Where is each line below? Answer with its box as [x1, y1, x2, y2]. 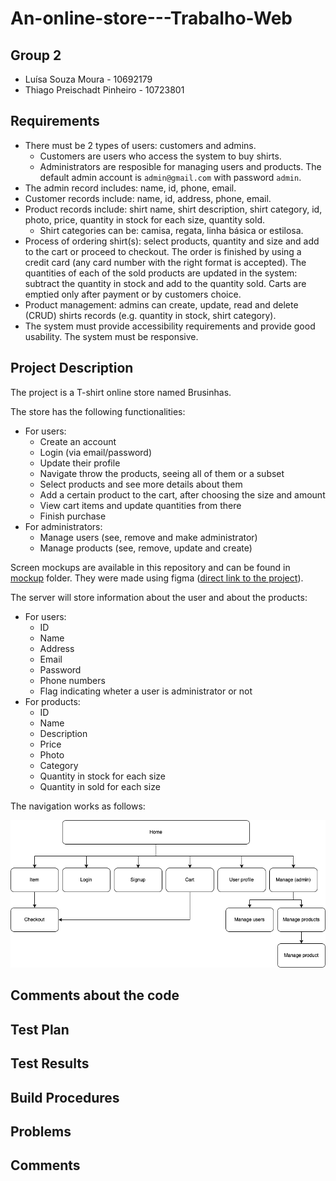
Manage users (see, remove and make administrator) [39, 531, 258, 543]
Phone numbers [39, 674, 106, 686]
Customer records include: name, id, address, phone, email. [24, 192, 272, 204]
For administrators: [24, 520, 103, 532]
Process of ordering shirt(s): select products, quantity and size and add [24, 235, 320, 247]
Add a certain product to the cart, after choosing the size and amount [39, 488, 326, 501]
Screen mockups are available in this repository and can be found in [10, 561, 291, 573]
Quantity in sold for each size [39, 780, 161, 792]
